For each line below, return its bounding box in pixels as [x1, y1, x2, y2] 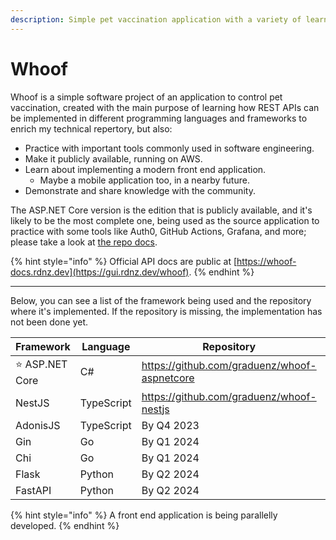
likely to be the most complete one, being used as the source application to [10, 214, 320, 226]
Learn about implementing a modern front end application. [24, 163, 267, 175]
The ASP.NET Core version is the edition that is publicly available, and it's [10, 204, 313, 216]
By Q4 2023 [141, 418, 200, 432]
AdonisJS [15, 418, 61, 432]
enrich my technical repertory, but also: [10, 122, 173, 135]
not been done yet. [10, 316, 88, 328]
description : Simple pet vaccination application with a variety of [10, 14, 302, 25]
